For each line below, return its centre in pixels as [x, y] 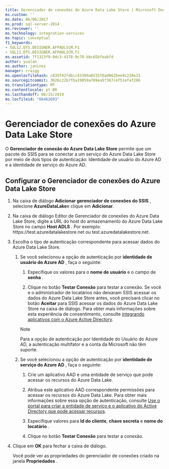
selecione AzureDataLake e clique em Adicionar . [63, 206]
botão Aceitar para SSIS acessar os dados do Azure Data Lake [93, 303]
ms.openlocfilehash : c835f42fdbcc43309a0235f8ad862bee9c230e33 [73, 76]
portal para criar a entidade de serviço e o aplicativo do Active [92, 406]
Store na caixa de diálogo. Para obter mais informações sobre [92, 309]
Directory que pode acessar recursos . [67, 411]
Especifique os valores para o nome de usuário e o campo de [92, 272]
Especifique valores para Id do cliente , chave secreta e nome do [95, 421]
